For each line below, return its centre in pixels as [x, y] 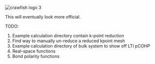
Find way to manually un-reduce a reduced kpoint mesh [68, 41]
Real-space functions [34, 51]
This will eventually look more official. [43, 17]
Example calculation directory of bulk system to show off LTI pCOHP [81, 46]
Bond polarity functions [36, 56]
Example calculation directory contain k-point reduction [68, 36]
